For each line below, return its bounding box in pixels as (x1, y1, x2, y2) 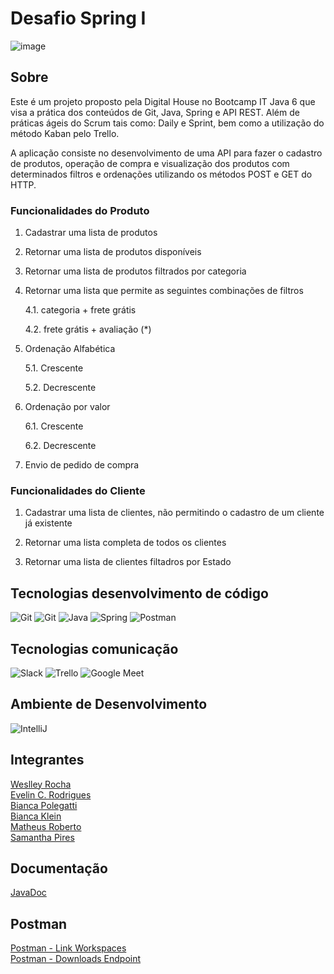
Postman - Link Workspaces (10, 942, 127, 954)
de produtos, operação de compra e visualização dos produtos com (10, 157, 290, 169)
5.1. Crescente (24, 362, 84, 374)
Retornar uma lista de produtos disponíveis (24, 246, 202, 258)
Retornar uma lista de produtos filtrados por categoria (24, 265, 247, 277)
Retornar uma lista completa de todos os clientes (24, 537, 227, 549)
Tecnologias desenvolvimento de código (10, 585, 269, 602)
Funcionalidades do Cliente (10, 483, 146, 497)
